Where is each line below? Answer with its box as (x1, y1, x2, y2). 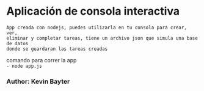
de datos (6, 40, 29, 46)
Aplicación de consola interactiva (6, 4, 180, 18)
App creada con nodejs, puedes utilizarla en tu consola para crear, (6, 24, 188, 31)
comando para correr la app (6, 56, 77, 64)
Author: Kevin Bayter (6, 77, 70, 86)
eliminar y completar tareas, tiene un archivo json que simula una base (6, 35, 199, 41)
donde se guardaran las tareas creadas (6, 46, 108, 52)
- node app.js (6, 63, 43, 69)
